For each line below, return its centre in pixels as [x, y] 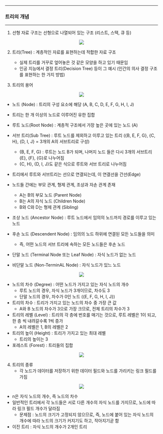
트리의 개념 [17, 17]
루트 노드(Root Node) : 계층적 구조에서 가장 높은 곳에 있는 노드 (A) [75, 125]
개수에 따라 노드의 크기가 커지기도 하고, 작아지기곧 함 [69, 421]
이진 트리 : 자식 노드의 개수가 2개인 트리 [49, 427]
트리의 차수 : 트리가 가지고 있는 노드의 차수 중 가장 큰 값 [64, 303]
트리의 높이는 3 [34, 339]
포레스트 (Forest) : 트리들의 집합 [42, 345]
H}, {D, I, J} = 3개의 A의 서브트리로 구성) [51, 142]
